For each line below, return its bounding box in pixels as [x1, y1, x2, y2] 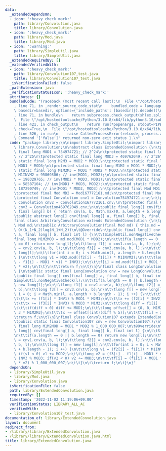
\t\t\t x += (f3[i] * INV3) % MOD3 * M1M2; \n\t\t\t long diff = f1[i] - [14, 301, 163, 306]
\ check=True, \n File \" [14, 126, 68, 131]
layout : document [5, 420, 41, 425]
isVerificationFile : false [9, 383, 65, 388]
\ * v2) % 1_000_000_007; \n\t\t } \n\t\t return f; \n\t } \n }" [14, 361, 136, 366]
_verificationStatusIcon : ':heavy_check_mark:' [9, 90, 110, 95]
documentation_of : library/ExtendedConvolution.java [5, 415, 116, 420]
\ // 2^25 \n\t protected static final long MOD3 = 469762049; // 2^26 [14, 154, 161, 159]
